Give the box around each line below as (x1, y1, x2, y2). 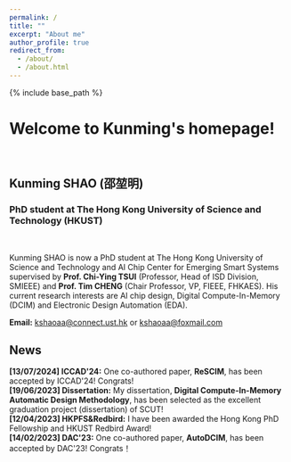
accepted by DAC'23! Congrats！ (9, 443, 132, 454)
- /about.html (17, 63, 69, 72)
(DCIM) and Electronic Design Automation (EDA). (9, 300, 189, 310)
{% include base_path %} (9, 87, 103, 98)
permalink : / (9, 12, 58, 22)
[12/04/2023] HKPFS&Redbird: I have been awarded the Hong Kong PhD (9, 414, 279, 425)
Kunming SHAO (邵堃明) (9, 176, 144, 192)
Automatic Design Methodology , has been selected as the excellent (9, 394, 262, 406)
